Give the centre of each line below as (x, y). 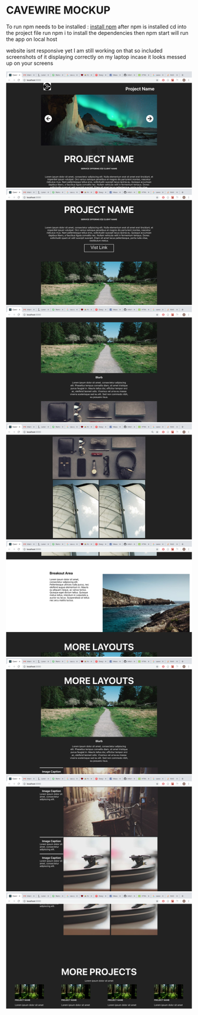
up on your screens (30, 63)
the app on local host (32, 39)
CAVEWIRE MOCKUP (58, 10)
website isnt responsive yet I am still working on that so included (85, 50)
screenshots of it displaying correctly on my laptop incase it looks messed (96, 57)
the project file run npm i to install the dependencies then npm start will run (97, 32)
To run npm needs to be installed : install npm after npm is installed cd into (96, 27)
